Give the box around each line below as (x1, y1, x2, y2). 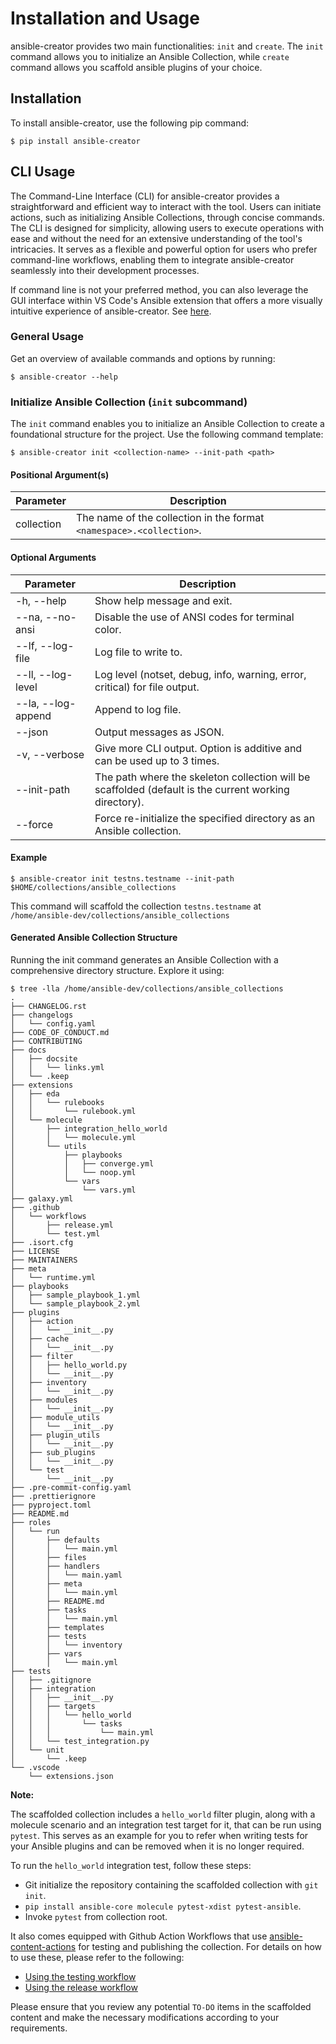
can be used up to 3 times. (94, 753, 220, 767)
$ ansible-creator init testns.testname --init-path (10, 873, 235, 884)
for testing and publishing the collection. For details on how (78, 1940, 323, 1952)
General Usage (10, 330, 84, 344)
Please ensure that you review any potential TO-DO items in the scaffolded (10, 2000, 312, 2012)
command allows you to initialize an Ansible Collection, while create (10, 50, 290, 62)
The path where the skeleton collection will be (94, 770, 311, 784)
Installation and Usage (10, 7, 200, 30)
